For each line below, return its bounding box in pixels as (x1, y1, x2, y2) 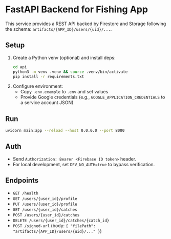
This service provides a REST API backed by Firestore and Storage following (5, 21, 166, 27)
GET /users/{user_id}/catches (12, 207, 78, 212)
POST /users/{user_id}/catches (12, 212, 80, 217)
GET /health (12, 191, 38, 196)
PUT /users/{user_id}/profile (12, 202, 78, 207)
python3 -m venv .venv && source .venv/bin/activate (12, 69, 128, 74)
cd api (12, 64, 27, 70)
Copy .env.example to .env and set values (20, 89, 109, 95)
